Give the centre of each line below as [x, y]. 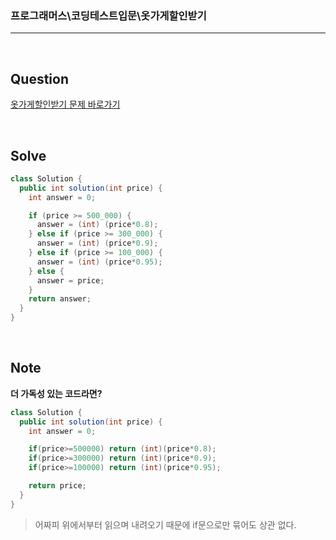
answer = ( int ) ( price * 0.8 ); [97, 225]
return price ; [57, 486]
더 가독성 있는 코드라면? [56, 393]
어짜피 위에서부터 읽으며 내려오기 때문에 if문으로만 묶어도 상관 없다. [165, 524]
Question [39, 78]
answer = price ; [70, 280]
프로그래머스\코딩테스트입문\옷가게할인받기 [108, 15]
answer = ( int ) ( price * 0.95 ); [99, 262]
